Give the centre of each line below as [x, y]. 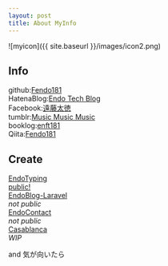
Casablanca [28, 229]
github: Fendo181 [35, 90]
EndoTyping [28, 179]
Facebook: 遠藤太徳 [40, 108]
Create [26, 159]
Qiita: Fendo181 [32, 134]
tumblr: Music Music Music [52, 117]
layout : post [30, 16]
